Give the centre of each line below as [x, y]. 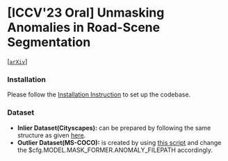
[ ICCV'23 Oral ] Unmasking [86, 13]
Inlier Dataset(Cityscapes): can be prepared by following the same [114, 128]
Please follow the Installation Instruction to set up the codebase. [99, 94]
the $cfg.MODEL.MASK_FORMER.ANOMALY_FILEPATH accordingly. [115, 150]
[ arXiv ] [17, 61]
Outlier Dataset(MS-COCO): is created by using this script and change [119, 142]
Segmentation [49, 42]
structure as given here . [51, 135]
